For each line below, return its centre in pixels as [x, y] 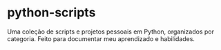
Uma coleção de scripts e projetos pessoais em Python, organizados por [110, 32]
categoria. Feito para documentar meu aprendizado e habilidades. [101, 38]
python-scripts [51, 13]
